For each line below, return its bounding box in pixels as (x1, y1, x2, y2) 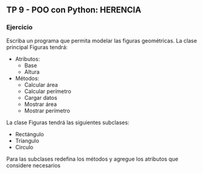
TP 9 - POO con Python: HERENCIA (6, 5, 141, 15)
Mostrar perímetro (24, 106, 70, 114)
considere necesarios (6, 161, 61, 169)
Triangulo (15, 137, 40, 144)
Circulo (15, 143, 34, 151)
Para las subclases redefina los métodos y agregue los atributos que (6, 155, 179, 162)
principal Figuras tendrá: (6, 43, 68, 50)
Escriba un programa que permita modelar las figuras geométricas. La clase (6, 37, 197, 44)
